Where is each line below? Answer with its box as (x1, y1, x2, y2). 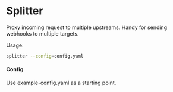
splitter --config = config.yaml (6, 53, 84, 59)
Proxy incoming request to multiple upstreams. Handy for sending (6, 24, 168, 31)
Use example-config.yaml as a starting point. (6, 79, 117, 87)
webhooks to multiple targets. (6, 30, 79, 37)
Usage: (6, 42, 24, 49)
